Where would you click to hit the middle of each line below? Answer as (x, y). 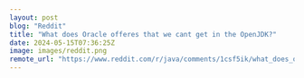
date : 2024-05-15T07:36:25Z (62, 43)
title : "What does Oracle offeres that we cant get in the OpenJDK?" (143, 34)
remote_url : (32, 59)
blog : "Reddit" (38, 26)
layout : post (34, 17)
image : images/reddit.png (58, 51)
